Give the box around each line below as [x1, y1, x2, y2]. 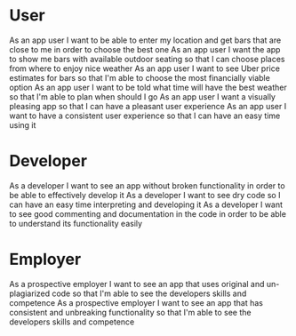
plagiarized [9, 288, 51, 299]
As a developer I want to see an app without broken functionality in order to [9, 180, 286, 191]
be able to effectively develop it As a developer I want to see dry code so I [9, 189, 281, 200]
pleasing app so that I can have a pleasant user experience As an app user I [9, 100, 287, 111]
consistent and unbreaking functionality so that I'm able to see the [9, 307, 252, 317]
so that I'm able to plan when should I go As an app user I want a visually [9, 91, 276, 102]
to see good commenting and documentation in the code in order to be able [9, 208, 287, 219]
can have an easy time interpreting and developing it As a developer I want [9, 199, 283, 210]
